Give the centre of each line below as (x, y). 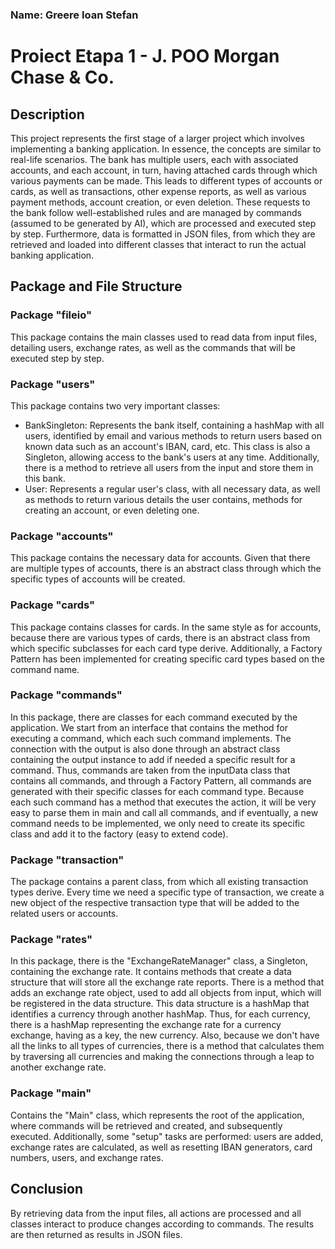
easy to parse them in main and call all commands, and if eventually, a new (164, 812)
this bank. (45, 478)
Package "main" (51, 1093)
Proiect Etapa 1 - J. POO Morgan (145, 56)
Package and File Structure (96, 286)
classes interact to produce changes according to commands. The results (162, 1224)
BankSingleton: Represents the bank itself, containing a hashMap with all (174, 425)
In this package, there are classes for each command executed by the (154, 717)
